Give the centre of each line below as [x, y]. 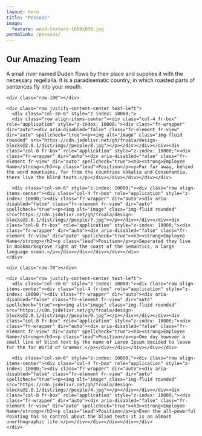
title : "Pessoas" [28, 18]
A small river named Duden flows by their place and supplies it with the [95, 73]
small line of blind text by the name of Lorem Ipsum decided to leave [98, 342]
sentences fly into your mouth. [44, 86]
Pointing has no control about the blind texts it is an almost [89, 417]
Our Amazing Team [43, 59]
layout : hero [23, 12]
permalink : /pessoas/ [34, 35]
